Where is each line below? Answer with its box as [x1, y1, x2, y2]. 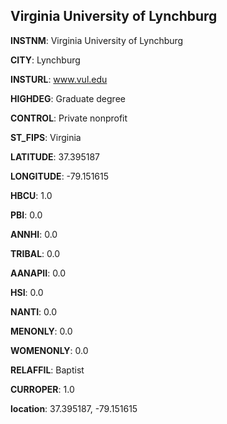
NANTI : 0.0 [10, 305, 58, 318]
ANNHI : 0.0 [10, 228, 58, 240]
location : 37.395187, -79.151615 [10, 402, 138, 414]
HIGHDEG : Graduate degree [10, 92, 126, 104]
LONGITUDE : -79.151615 [10, 170, 110, 182]
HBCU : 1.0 [10, 189, 53, 201]
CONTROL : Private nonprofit [10, 112, 128, 124]
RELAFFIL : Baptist [10, 364, 85, 376]
